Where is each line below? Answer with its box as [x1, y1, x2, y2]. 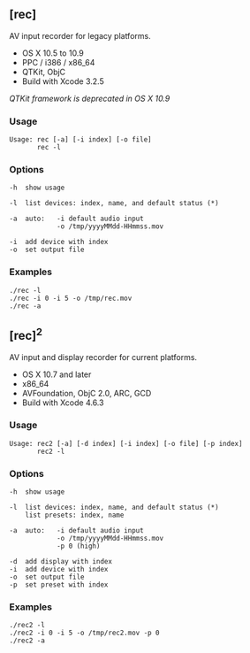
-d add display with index [9, 557, 113, 566]
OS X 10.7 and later [21, 369, 92, 380]
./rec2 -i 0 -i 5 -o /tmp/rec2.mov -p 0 [9, 628, 161, 638]
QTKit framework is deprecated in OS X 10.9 [9, 93, 170, 104]
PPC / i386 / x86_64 [21, 57, 95, 67]
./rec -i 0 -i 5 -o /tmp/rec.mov [9, 294, 133, 303]
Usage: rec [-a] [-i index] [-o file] [9, 135, 152, 144]
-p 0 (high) [56, 542, 101, 551]
